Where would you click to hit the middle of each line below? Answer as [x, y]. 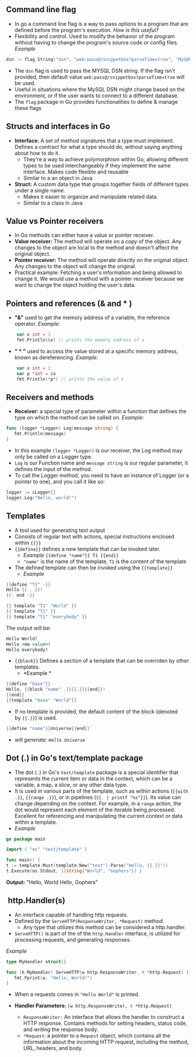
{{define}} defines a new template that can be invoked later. [87, 549]
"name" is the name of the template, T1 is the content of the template [105, 561]
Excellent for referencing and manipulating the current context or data [98, 816]
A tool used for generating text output [60, 530]
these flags [28, 108]
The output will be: [29, 628]
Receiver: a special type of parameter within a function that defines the [100, 411]
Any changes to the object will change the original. [75, 267]
